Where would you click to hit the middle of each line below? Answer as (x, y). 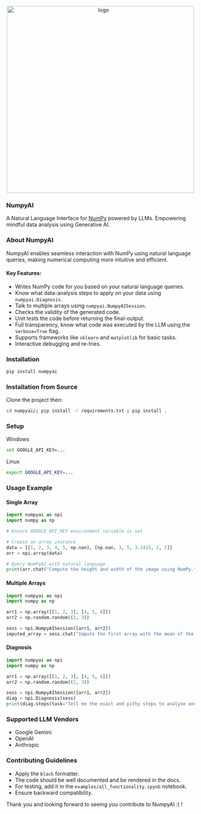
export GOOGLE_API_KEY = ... (40, 472)
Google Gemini (33, 732)
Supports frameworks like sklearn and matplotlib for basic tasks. (96, 337)
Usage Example (29, 488)
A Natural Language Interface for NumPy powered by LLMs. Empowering (96, 218)
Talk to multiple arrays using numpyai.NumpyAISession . (80, 306)
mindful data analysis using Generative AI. (58, 225)
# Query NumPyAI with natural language (56, 564)
